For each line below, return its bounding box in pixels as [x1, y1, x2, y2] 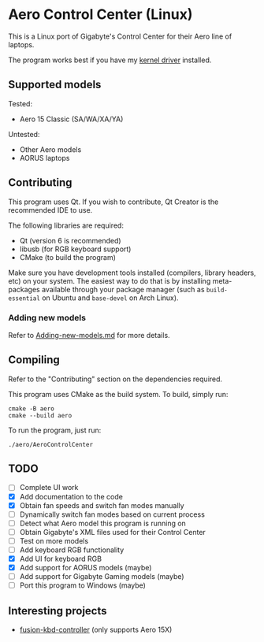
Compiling [8, 353, 61, 367]
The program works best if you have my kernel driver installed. [8, 55, 212, 65]
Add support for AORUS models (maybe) [19, 563, 152, 573]
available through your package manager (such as [42, 284, 205, 294]
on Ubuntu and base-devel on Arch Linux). [42, 293, 179, 302]
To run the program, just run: [8, 425, 102, 435]
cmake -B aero [8, 404, 55, 413]
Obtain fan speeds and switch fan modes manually [19, 500, 184, 510]
